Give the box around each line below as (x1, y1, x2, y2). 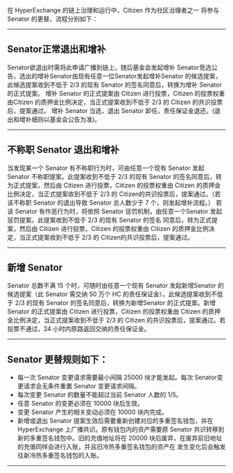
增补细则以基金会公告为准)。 (19, 115, 101, 123)
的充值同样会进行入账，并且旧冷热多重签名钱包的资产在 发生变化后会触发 (17, 442, 226, 451)
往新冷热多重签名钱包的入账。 (17, 452, 103, 460)
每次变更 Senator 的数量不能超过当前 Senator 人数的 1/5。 (17, 390, 182, 399)
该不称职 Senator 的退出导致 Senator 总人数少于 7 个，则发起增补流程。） (7, 198, 215, 207)
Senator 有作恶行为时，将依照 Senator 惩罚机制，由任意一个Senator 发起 (15, 207, 223, 215)
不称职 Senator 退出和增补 (7, 144, 120, 156)
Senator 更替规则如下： (7, 353, 109, 365)
